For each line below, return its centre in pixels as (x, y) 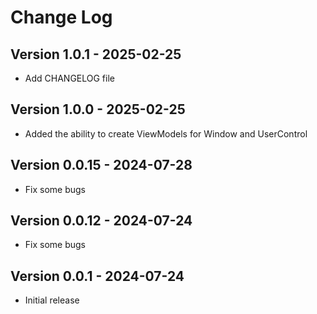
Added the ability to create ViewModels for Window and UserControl (166, 133)
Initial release (52, 300)
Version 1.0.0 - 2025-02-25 (98, 109)
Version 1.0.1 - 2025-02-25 (96, 54)
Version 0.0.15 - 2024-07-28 (101, 165)
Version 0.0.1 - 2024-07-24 (97, 276)
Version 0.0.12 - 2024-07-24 (101, 221)
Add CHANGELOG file (69, 78)
